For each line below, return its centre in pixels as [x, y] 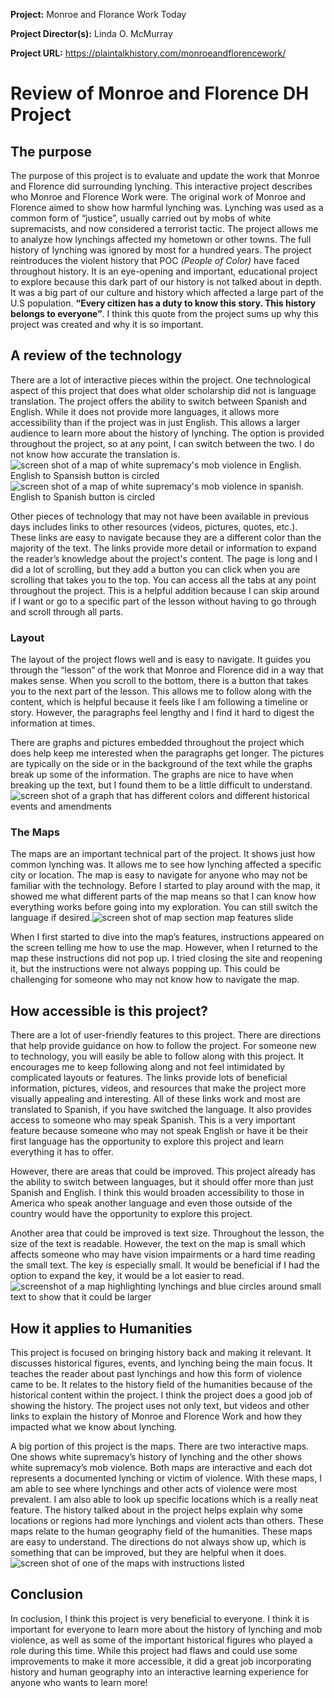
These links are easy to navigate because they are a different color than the [166, 537]
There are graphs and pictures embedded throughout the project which [157, 743]
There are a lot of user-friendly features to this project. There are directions [166, 1035]
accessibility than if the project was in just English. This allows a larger [155, 422]
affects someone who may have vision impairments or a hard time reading [163, 1255]
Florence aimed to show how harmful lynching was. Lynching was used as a [167, 207]
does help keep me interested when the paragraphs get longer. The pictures [167, 753]
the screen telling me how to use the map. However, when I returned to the [164, 948]
